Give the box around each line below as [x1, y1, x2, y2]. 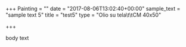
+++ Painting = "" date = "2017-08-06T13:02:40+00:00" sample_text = [5, 5, 181, 12]
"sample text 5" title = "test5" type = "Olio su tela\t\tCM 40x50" [5, 11, 162, 18]
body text [5, 35, 29, 41]
